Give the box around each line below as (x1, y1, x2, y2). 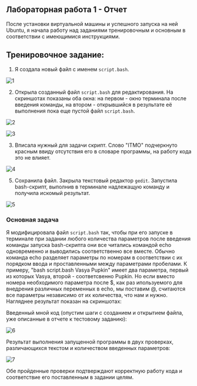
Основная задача (6, 215, 59, 223)
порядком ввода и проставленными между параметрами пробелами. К (6, 260, 188, 267)
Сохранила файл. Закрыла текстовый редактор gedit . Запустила (14, 177, 178, 184)
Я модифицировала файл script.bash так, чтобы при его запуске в (6, 229, 173, 236)
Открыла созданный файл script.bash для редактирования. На (14, 88, 173, 95)
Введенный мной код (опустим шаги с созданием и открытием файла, (6, 309, 183, 316)
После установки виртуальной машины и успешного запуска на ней (6, 20, 178, 27)
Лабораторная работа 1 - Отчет (6, 5, 128, 15)
